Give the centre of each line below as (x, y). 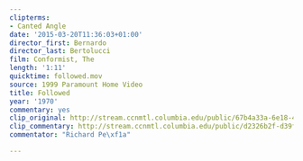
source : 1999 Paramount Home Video (76, 85)
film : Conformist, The (52, 59)
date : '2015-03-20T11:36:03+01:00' (76, 34)
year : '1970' (34, 101)
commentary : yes (40, 110)
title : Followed (40, 93)
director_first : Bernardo (58, 43)
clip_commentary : (42, 127)
